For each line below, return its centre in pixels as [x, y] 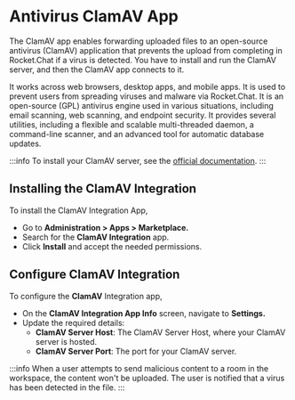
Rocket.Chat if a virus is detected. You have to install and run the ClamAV [143, 60]
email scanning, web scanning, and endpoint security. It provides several [143, 115]
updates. [25, 143]
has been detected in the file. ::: [67, 387]
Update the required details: [73, 322]
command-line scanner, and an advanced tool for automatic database [137, 134]
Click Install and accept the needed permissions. [112, 246]
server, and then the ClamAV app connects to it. [97, 69]
